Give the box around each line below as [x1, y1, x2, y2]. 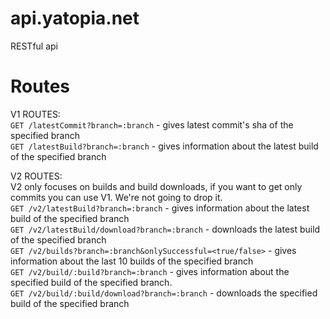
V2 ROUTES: [10, 170, 63, 182]
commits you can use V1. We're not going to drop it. [10, 191, 223, 203]
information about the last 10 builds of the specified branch [10, 255, 254, 267]
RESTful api [10, 40, 58, 52]
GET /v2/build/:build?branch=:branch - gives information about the [10, 265, 290, 277]
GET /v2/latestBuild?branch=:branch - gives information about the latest [10, 202, 310, 214]
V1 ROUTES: [10, 108, 61, 120]
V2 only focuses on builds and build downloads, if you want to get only [10, 180, 303, 192]
